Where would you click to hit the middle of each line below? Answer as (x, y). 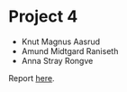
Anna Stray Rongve (57, 60)
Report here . (32, 78)
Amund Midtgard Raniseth (70, 51)
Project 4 (43, 17)
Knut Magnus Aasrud (61, 41)
